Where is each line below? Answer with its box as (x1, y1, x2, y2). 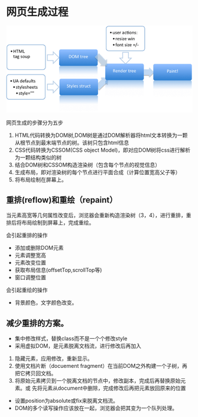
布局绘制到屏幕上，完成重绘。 (21, 219, 95, 226)
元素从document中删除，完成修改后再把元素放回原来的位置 (42, 384, 186, 392)
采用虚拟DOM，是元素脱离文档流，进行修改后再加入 (14, 342, 142, 349)
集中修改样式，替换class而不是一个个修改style (14, 335, 128, 342)
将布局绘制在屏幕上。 (14, 176, 67, 183)
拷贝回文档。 (25, 370, 57, 377)
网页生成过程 (6, 5, 69, 19)
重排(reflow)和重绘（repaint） (6, 195, 118, 205)
